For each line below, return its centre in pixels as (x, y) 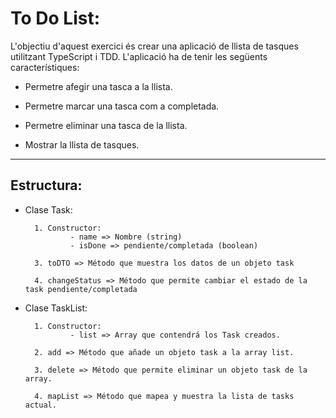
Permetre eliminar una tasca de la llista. (106, 125)
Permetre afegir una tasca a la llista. (98, 86)
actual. (40, 405)
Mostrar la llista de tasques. (82, 144)
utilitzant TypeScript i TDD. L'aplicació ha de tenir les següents (139, 56)
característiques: (45, 67)
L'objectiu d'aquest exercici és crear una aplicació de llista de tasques (154, 46)
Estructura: (46, 185)
